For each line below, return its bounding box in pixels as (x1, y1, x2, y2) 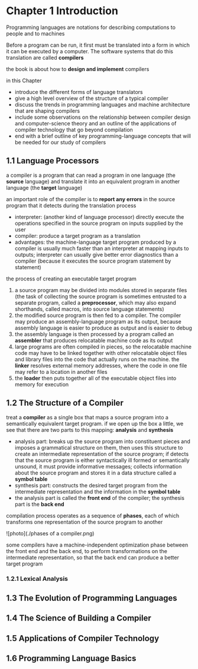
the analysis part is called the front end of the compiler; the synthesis (14, 494, 185, 501)
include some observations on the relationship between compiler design (14, 114, 191, 121)
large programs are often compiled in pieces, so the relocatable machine (14, 343, 192, 350)
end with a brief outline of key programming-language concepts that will (14, 132, 191, 140)
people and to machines (6, 30, 65, 37)
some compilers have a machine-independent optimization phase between (6, 541, 189, 548)
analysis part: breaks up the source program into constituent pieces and (14, 438, 191, 445)
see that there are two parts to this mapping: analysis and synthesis (6, 426, 174, 433)
